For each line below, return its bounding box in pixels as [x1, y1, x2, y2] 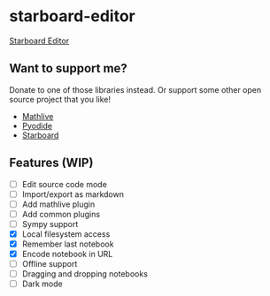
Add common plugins [21, 209, 100, 219]
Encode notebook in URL [21, 249, 113, 259]
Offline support [21, 259, 78, 269]
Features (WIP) [9, 156, 94, 171]
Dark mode [21, 278, 64, 289]
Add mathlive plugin [21, 199, 96, 209]
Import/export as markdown [21, 188, 124, 200]
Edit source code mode [21, 178, 108, 189]
